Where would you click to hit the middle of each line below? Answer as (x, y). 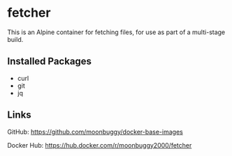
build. (15, 39)
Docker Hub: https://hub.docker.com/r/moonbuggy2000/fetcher (100, 145)
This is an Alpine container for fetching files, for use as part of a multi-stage (116, 32)
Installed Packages (50, 62)
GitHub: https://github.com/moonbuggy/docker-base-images (95, 132)
